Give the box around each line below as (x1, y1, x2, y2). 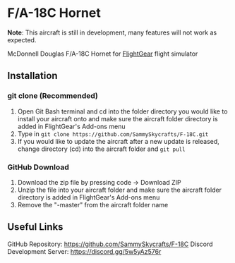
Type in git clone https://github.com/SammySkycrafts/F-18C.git (17, 129, 209, 138)
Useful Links (7, 221, 64, 233)
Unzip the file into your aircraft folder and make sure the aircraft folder (17, 185, 222, 194)
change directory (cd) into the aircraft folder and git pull (17, 145, 186, 153)
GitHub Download (7, 162, 69, 172)
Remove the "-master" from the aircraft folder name (17, 200, 169, 209)
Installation (7, 70, 58, 82)
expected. (7, 35, 37, 44)
